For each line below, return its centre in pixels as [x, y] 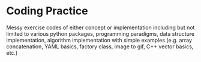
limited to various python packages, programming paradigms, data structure [100, 33]
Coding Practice [47, 11]
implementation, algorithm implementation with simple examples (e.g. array [99, 40]
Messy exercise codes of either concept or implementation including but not [100, 27]
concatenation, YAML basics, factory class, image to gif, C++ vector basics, [100, 46]
